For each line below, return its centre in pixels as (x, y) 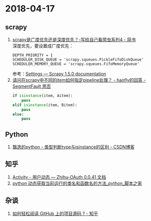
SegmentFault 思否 (32, 86)
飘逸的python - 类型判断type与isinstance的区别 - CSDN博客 (74, 147)
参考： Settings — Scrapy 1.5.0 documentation (59, 74)
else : (18, 114)
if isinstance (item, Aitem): (42, 96)
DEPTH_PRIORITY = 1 (33, 55)
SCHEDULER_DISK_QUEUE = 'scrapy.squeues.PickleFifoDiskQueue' (78, 60)
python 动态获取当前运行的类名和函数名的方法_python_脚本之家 (77, 183)
